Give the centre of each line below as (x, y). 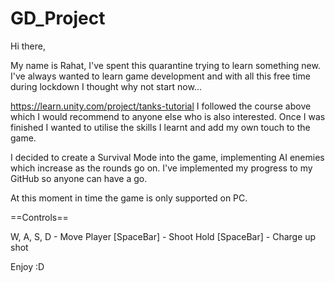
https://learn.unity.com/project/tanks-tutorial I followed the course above (161, 106)
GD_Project (58, 18)
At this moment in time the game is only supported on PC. (129, 198)
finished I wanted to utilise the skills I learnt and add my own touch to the (160, 127)
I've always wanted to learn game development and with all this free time (160, 76)
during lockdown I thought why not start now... (106, 86)
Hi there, (28, 46)
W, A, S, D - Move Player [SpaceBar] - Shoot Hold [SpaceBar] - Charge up (163, 236)
